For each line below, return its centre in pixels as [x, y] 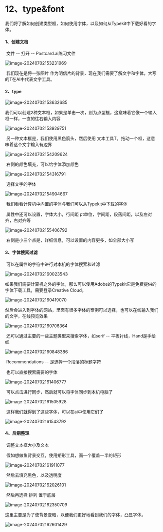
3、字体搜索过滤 [21, 252]
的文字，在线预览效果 [26, 316]
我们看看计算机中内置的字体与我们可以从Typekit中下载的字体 [67, 204]
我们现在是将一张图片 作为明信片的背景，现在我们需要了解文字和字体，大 [79, 73]
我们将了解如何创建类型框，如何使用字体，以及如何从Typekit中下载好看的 [79, 23]
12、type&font [35, 9]
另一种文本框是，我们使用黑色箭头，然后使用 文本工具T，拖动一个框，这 [78, 138]
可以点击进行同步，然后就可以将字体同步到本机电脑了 [59, 392]
